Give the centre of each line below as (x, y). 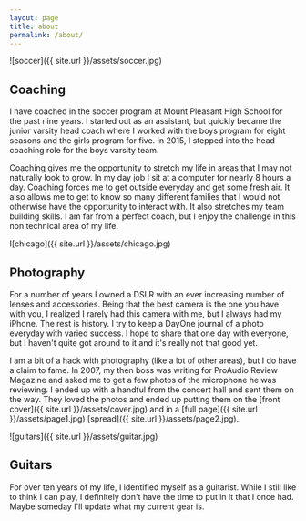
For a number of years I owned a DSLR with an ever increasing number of (147, 294)
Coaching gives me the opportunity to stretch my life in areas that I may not (151, 168)
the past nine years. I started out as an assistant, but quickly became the (146, 121)
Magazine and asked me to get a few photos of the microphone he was (143, 380)
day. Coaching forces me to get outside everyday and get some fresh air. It (150, 187)
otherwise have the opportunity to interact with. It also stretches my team (147, 207)
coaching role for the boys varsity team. (84, 151)
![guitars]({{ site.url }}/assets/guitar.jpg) (84, 436)
